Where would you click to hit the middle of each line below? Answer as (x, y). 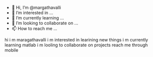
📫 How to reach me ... (34, 28)
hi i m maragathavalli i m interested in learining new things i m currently (76, 40)
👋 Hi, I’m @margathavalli (36, 8)
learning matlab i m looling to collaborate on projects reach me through (76, 45)
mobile (12, 50)
